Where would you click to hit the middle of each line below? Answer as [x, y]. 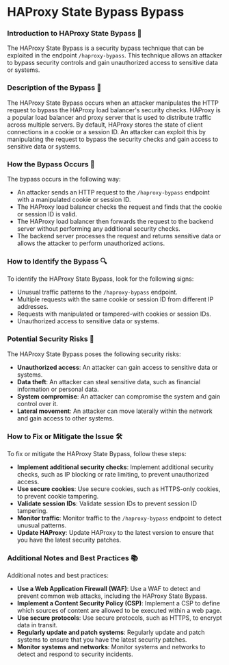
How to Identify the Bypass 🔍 [57, 261]
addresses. [33, 307]
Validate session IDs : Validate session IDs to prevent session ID [107, 503]
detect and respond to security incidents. [75, 654]
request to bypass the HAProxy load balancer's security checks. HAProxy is [114, 110]
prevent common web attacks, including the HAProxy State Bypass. [112, 596]
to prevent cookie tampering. [58, 496]
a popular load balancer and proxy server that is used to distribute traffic [109, 117]
